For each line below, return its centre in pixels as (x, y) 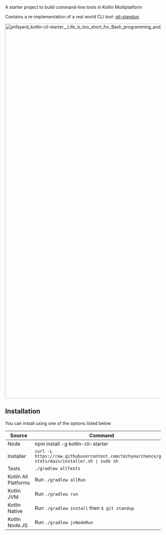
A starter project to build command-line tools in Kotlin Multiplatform (74, 7)
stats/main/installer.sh (63, 461)
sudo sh (109, 461)
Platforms (19, 483)
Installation (23, 411)
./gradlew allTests (57, 468)
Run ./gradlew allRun (60, 480)
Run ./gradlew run (56, 494)
